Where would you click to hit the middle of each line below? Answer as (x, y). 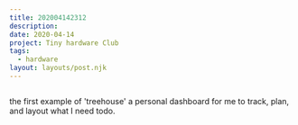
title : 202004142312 (48, 18)
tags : (19, 51)
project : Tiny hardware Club (64, 43)
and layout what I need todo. (62, 111)
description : (34, 26)
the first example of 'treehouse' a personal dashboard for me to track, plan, (149, 101)
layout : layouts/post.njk (58, 68)
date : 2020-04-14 (42, 34)
